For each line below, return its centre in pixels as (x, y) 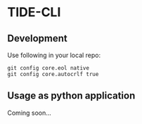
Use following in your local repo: (54, 55)
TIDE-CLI (34, 12)
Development (38, 38)
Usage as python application (71, 96)
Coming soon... (29, 113)
